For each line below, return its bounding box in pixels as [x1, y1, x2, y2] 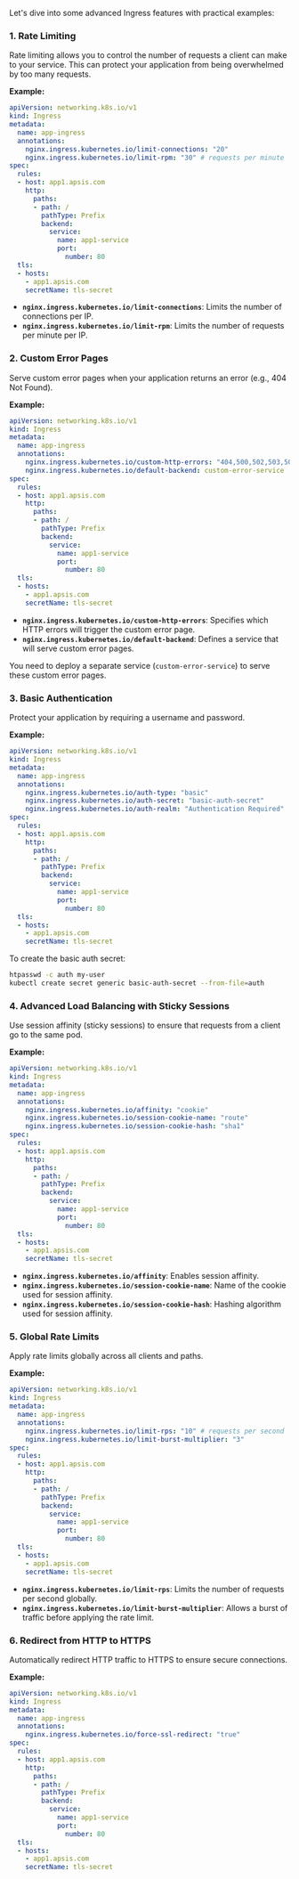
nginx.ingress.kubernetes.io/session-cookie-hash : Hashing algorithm [21, 1299, 282, 1310]
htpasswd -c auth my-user [9, 971, 105, 980]
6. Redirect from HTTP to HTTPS [9, 1634, 151, 1647]
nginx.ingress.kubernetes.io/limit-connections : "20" [25, 144, 229, 154]
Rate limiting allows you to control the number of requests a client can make [9, 50, 287, 61]
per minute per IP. [21, 329, 88, 341]
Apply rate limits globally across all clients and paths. [9, 1351, 204, 1362]
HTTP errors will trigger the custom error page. [21, 623, 196, 635]
